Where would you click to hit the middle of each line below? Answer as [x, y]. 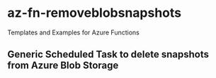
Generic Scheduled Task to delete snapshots [108, 54]
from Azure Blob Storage [63, 66]
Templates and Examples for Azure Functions [73, 32]
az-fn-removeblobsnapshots [95, 13]
